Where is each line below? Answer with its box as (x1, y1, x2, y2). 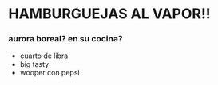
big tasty (19, 60, 50, 69)
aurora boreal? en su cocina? (8, 33, 123, 44)
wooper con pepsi (19, 68, 80, 78)
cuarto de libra (19, 51, 69, 60)
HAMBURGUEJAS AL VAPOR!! (8, 5, 212, 23)
